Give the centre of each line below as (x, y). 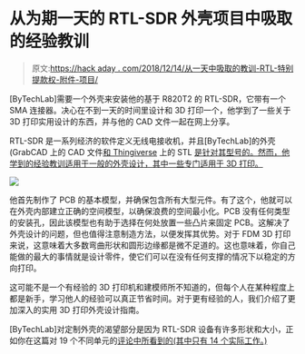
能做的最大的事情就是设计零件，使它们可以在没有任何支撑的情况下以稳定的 (148, 256)
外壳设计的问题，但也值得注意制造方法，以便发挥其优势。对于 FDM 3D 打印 (150, 233)
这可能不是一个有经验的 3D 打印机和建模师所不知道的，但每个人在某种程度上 (152, 287)
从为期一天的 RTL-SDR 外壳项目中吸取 (151, 19)
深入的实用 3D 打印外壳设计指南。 (80, 310)
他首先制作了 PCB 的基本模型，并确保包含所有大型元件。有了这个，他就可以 (151, 200)
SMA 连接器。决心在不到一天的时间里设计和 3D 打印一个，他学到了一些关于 (150, 110)
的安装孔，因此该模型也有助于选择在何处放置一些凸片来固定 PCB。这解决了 (150, 222)
